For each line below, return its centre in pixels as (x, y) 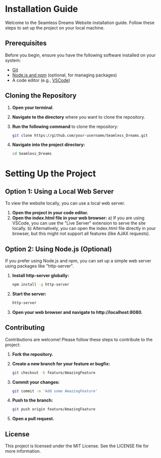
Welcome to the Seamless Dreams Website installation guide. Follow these (80, 23)
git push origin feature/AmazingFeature (54, 409)
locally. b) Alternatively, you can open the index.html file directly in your (84, 229)
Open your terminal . (33, 107)
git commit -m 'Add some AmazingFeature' (55, 391)
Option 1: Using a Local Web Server (60, 191)
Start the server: (29, 294)
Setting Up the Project (50, 173)
